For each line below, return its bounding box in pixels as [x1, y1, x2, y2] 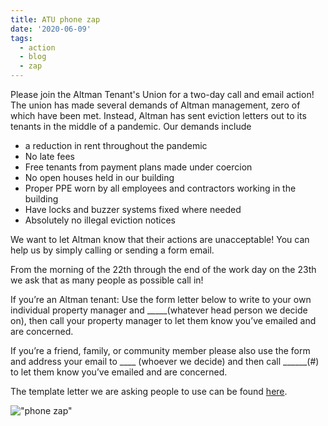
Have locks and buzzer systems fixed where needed [24, 204, 242, 215]
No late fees [24, 151, 75, 162]
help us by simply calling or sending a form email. [10, 244, 215, 256]
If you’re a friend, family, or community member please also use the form [10, 345, 311, 356]
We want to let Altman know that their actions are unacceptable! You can [10, 234, 310, 245]
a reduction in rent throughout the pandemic [24, 140, 208, 151]
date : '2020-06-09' [10, 24, 92, 34]
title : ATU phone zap [10, 14, 101, 25]
